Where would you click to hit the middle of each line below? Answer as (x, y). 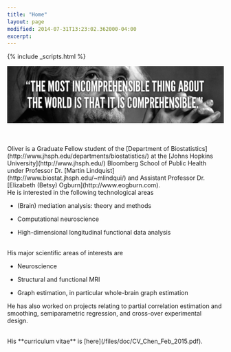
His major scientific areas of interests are (65, 253)
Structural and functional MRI (58, 279)
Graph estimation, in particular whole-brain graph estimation (102, 292)
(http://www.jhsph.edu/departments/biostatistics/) (78, 156)
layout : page (26, 22)
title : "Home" (27, 14)
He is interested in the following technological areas (80, 192)
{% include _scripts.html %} (46, 57)
